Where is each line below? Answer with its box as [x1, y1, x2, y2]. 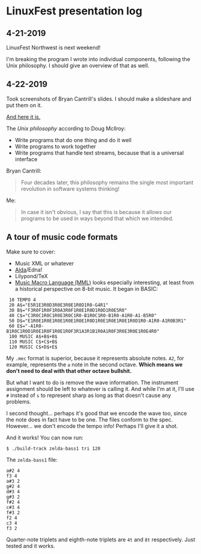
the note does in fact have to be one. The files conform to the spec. [6, 415, 173, 423]
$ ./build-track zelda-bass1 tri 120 [6, 445, 101, 451]
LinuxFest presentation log [6, 4, 143, 18]
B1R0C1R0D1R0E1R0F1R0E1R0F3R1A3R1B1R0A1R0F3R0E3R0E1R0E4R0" [6, 328, 160, 334]
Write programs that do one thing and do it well [14, 136, 132, 143]
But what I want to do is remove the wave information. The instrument [6, 379, 179, 386]
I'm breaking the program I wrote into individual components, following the [6, 56, 191, 62]
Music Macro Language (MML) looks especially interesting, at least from [14, 279, 194, 286]
